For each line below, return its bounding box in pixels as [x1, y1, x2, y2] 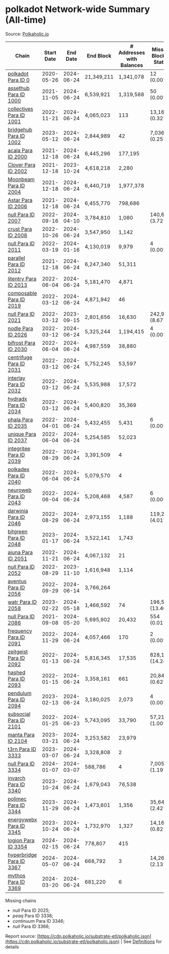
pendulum [8, 689, 32, 696]
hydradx [8, 395, 28, 402]
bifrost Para [8, 339, 36, 346]
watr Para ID [8, 598, 37, 605]
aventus [8, 578, 27, 585]
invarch [8, 774, 26, 781]
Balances [120, 61, 143, 68]
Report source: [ [5, 933, 39, 939]
